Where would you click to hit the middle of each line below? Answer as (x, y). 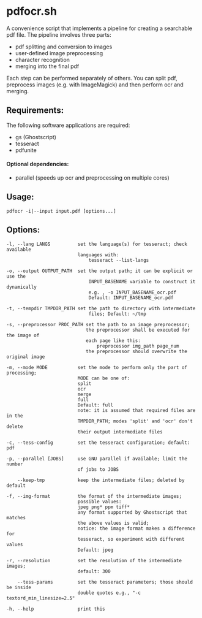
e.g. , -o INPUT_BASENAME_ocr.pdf (132, 292)
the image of (23, 335)
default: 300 (94, 571)
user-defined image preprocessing (59, 53)
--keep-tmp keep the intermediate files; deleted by (101, 480)
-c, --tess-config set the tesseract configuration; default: (98, 443)
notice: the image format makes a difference (137, 528)
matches (16, 517)
